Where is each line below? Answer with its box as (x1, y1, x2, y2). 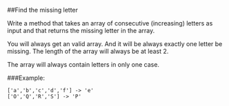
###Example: (7, 74, 45, 82)
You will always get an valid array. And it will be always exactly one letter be (7, 40, 223, 47)
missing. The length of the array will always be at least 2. (7, 47, 169, 55)
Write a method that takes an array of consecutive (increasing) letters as (7, 19, 213, 27)
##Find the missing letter (7, 6, 78, 14)
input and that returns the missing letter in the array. (7, 27, 155, 34)
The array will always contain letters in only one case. (7, 61, 160, 68)
